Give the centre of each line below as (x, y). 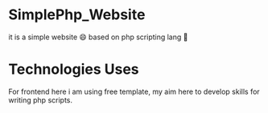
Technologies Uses (74, 69)
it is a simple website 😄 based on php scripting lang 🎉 (98, 37)
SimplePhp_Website (77, 15)
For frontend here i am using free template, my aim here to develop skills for (134, 91)
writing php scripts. (41, 100)
